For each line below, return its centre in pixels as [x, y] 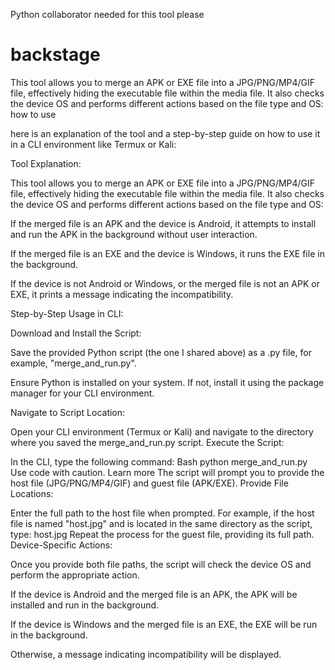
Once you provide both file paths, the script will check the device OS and [161, 564]
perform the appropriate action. [75, 575]
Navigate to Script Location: [68, 412]
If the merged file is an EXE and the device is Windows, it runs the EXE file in [167, 253]
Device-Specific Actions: [61, 545]
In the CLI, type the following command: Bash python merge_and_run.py [159, 461]
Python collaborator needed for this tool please [107, 14]
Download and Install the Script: [76, 333]
